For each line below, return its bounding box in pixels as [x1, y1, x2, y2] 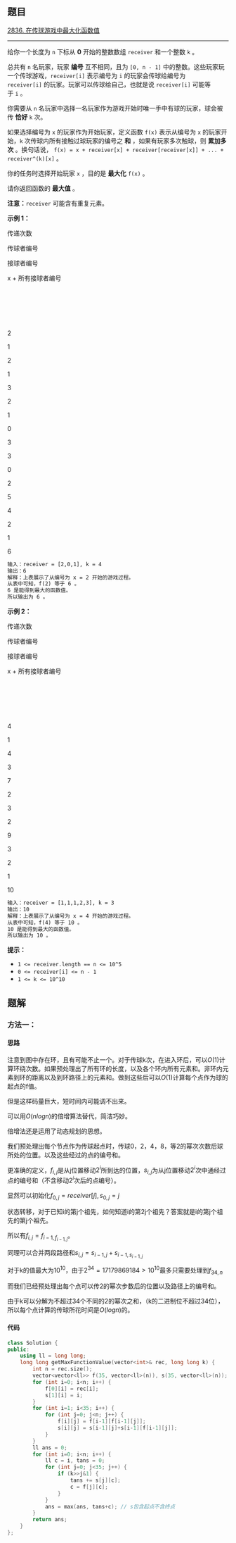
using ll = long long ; [20, 1352, 86, 1360]
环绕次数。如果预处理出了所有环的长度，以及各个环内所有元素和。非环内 [13, 1064, 223, 1073]
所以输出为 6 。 [7, 594, 48, 601]
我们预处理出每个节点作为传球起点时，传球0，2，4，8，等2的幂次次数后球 [7, 1142, 223, 1150]
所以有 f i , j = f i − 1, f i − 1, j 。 [7, 1231, 74, 1242]
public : [7, 1346, 30, 1353]
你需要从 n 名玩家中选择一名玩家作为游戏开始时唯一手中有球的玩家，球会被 [7, 104, 223, 112]
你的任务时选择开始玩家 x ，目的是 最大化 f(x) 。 [7, 169, 149, 177]
